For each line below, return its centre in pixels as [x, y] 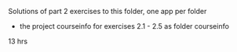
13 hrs [18, 41]
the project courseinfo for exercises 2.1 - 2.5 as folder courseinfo [124, 26]
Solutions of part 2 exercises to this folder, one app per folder [108, 11]
